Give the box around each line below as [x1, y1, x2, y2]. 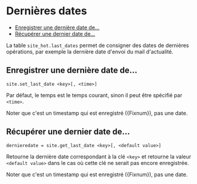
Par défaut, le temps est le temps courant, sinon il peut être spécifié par [6, 91, 183, 99]
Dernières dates [6, 4, 88, 18]
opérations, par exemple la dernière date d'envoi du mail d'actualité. [6, 48, 174, 55]
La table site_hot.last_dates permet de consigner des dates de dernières [6, 42, 189, 49]
